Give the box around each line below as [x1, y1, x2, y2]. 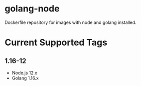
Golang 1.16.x [11, 75, 39, 81]
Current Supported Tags [4, 37, 108, 48]
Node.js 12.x [11, 70, 38, 76]
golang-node [4, 3, 60, 14]
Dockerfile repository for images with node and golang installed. [4, 19, 137, 25]
